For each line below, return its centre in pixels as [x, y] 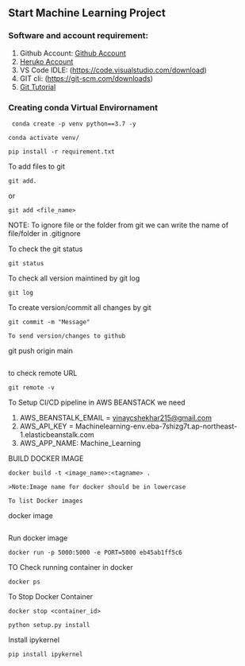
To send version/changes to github [67, 336]
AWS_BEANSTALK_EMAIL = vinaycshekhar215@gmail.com [116, 417]
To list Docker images [46, 501]
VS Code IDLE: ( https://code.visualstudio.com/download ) [113, 70]
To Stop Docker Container [51, 596]
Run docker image [38, 538]
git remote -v [32, 387]
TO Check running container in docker [71, 567]
